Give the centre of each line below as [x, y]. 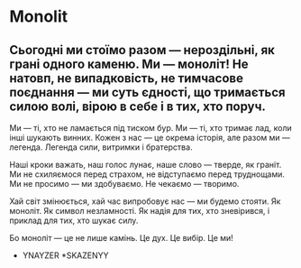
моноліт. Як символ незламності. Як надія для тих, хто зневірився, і [140, 211]
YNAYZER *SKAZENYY [65, 255]
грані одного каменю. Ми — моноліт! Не [129, 64]
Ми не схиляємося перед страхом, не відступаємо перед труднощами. [147, 174]
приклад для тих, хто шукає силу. [74, 220]
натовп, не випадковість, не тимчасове [126, 78]
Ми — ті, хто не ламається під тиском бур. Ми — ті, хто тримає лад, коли [150, 128]
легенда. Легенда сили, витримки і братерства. [101, 147]
